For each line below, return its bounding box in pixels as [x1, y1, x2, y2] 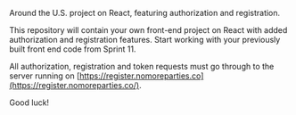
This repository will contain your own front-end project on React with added [9, 25, 288, 35]
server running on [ [9, 70, 80, 81]
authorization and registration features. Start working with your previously [9, 35, 281, 45]
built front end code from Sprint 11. [9, 44, 136, 54]
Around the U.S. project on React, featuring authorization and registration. [9, 8, 281, 18]
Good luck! [9, 97, 50, 108]
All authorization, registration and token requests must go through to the [9, 62, 275, 71]
